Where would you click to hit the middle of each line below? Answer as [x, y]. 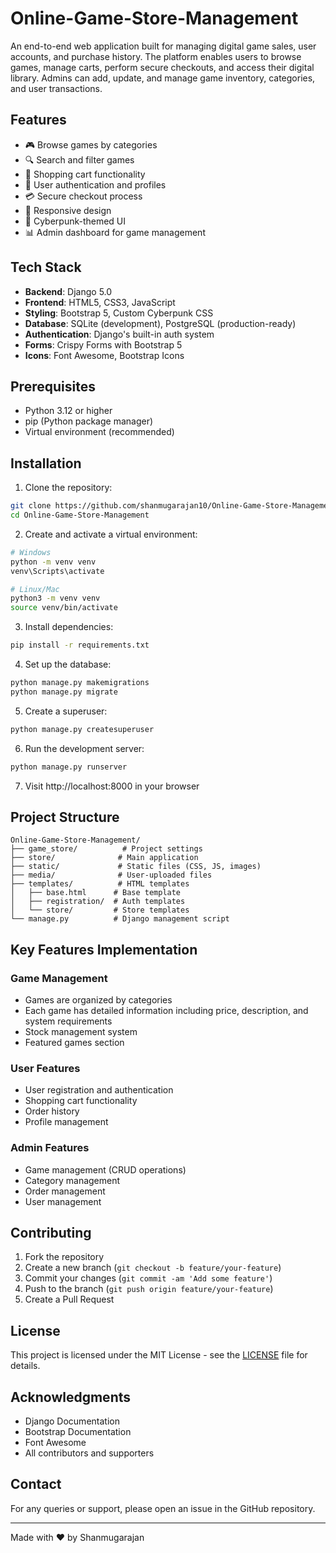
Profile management [66, 1122]
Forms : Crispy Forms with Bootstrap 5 [103, 344]
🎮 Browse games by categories [91, 144]
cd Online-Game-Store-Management [80, 515]
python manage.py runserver [69, 767]
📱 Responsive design [68, 210]
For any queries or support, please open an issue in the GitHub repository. [163, 1508]
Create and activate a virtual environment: [111, 534]
